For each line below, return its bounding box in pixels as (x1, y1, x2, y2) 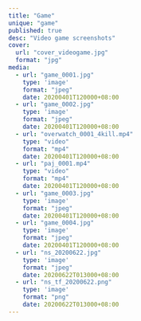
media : (8, 64, 30, 72)
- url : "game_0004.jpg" (15, 219, 94, 227)
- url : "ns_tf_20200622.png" (15, 278, 112, 287)
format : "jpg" (15, 57, 62, 65)
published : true (8, 26, 62, 34)
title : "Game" (8, 11, 56, 20)
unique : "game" (8, 19, 59, 27)
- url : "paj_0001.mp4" (15, 160, 91, 168)
